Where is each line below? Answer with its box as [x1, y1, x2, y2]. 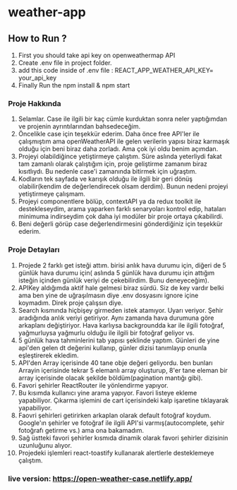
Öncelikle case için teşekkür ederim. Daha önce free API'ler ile [18, 130, 200, 138]
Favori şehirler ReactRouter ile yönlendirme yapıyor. [18, 381, 169, 389]
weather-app [8, 4, 87, 20]
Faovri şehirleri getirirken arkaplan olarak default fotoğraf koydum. [18, 411, 212, 419]
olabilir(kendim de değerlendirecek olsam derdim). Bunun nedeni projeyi [18, 182, 229, 191]
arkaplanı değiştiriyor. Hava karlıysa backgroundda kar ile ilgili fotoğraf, [18, 321, 225, 329]
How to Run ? [8, 32, 68, 44]
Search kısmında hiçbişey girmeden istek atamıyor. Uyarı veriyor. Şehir [18, 306, 224, 314]
